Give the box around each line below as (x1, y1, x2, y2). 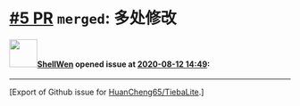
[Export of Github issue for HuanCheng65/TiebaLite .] (9, 86, 204, 98)
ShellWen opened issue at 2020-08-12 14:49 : (37, 59, 211, 69)
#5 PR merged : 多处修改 (9, 8, 177, 29)
